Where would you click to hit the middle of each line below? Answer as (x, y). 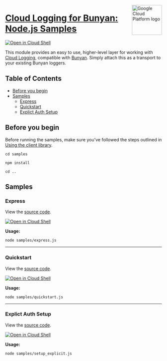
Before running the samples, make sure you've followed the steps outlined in (83, 139)
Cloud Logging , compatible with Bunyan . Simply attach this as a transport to (83, 57)
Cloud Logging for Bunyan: (62, 18)
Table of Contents (34, 79)
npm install (17, 163)
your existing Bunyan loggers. (36, 63)
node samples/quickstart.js (34, 297)
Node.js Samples (41, 29)
